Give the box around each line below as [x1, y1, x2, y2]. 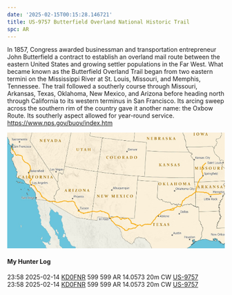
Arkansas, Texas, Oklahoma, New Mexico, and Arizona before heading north [7, 90, 224, 98]
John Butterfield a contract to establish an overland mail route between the [7, 53, 220, 61]
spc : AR [7, 26, 30, 32]
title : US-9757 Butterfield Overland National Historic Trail [7, 18, 190, 26]
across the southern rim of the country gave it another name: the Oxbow [7, 104, 213, 113]
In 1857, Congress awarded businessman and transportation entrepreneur [7, 46, 217, 54]
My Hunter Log [7, 258, 51, 266]
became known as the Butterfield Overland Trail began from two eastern [7, 68, 213, 76]
